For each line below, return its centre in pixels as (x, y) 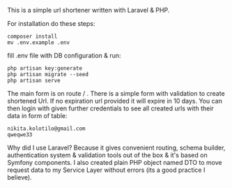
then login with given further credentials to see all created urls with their (110, 108)
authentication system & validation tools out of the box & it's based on (107, 155)
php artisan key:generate (45, 68)
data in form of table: (37, 116)
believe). (20, 177)
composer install (32, 36)
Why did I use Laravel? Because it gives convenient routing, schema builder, (116, 147)
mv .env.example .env (39, 43)
